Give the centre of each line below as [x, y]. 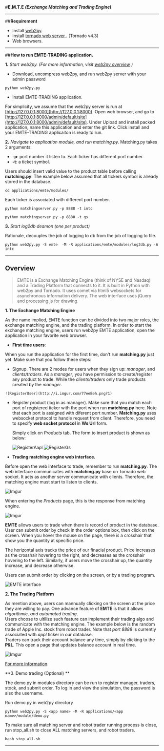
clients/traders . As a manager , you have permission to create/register [82, 374]
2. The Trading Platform [30, 594]
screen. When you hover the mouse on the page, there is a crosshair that [79, 535]
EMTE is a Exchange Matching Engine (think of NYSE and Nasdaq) [84, 280]
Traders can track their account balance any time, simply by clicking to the [80, 640]
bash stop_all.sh [23, 739]
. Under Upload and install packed [121, 122]
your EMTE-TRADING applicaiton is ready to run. [54, 132]
